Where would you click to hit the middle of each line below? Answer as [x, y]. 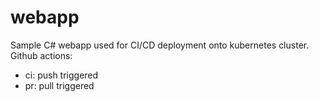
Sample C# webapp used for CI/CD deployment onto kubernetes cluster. [160, 45]
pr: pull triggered [59, 85]
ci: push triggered [61, 75]
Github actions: [41, 55]
